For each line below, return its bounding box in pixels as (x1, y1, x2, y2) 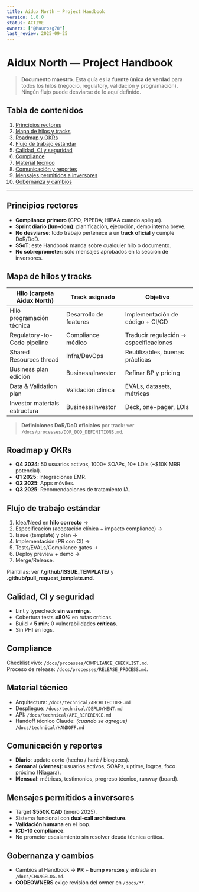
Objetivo (145, 293, 170, 301)
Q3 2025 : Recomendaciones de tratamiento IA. (15, 486, 131, 493)
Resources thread (9, 355, 59, 363)
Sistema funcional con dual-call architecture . (15, 814, 127, 821)
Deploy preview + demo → (15, 551, 80, 558)
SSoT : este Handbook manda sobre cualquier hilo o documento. (15, 241, 172, 249)
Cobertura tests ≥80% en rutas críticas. (15, 613, 113, 621)
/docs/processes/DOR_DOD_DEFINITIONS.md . (21, 428, 123, 435)
